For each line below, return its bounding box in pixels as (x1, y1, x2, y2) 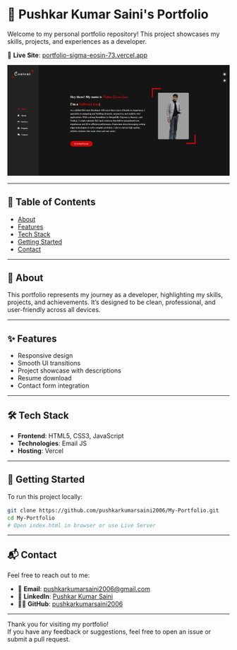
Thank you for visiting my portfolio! (7, 620, 109, 629)
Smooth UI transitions (17, 359, 81, 368)
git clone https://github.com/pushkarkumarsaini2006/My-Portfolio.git (7, 507, 219, 514)
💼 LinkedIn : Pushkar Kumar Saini (17, 592, 114, 601)
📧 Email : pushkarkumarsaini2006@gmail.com (17, 585, 150, 594)
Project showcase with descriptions (17, 366, 121, 375)
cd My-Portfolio (7, 514, 55, 522)
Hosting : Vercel (17, 446, 63, 455)
